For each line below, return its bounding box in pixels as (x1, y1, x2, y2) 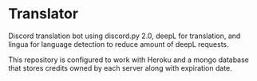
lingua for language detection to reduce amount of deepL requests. (8, 39, 229, 48)
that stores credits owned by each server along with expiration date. (8, 63, 233, 72)
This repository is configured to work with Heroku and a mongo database (8, 55, 250, 64)
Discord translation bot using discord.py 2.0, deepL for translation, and (8, 31, 241, 40)
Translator (8, 5, 78, 23)
